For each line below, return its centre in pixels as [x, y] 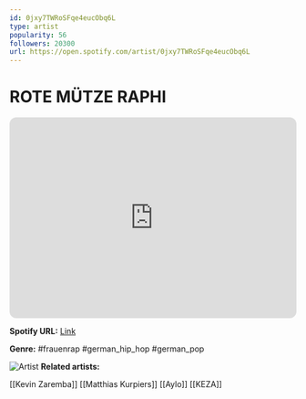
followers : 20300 [42, 43]
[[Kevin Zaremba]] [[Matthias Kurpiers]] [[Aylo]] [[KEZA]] [116, 384]
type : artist [34, 26]
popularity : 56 [38, 35]
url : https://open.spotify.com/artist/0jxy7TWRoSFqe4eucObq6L [130, 52]
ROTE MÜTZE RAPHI [88, 97]
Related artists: [70, 367]
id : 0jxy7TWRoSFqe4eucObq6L [63, 18]
